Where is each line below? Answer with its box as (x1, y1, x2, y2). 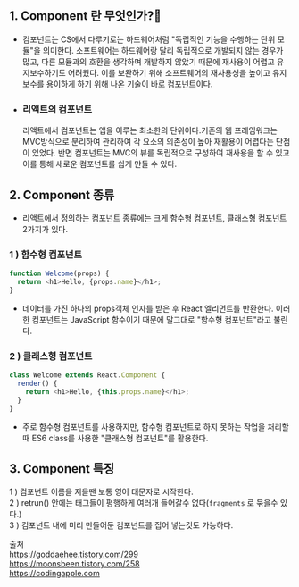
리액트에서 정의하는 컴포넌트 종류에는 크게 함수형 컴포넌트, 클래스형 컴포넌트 (21, 213, 287, 223)
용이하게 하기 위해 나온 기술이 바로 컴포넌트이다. (46, 79, 213, 89)
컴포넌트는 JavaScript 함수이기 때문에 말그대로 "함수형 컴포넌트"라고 (31, 314, 272, 324)
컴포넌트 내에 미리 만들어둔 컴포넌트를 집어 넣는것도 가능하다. (21, 520, 234, 531)
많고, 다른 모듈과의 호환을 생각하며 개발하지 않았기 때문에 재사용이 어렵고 (21, 56, 275, 67)
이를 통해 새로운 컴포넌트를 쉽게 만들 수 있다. (21, 159, 178, 170)
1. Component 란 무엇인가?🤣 (9, 8, 162, 24)
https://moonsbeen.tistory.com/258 (9, 558, 140, 569)
